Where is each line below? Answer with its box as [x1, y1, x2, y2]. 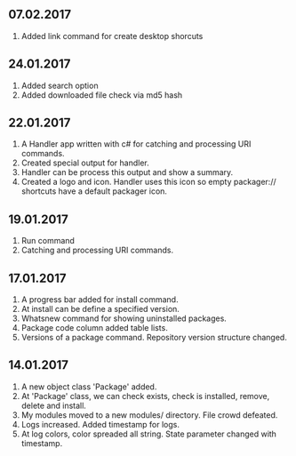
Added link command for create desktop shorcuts [20, 30, 204, 41]
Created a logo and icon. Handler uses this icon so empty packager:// [20, 177, 276, 188]
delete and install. [20, 400, 86, 411]
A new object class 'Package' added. [20, 381, 157, 392]
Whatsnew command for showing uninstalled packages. [20, 313, 228, 324]
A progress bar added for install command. [20, 294, 179, 305]
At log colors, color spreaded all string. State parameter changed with [20, 428, 277, 439]
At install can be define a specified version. [20, 304, 180, 315]
